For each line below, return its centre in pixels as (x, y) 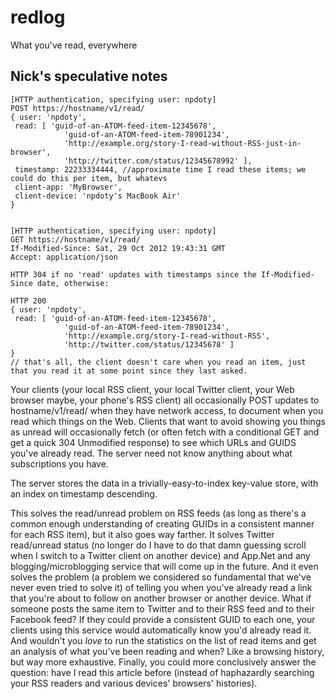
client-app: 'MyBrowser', (68, 187)
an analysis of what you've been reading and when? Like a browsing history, (167, 651)
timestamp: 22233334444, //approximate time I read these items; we (160, 169)
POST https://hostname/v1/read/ (77, 108)
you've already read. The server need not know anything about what (151, 453)
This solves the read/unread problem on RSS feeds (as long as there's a (158, 513)
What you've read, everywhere (74, 45)
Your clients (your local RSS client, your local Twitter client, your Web (152, 389)
